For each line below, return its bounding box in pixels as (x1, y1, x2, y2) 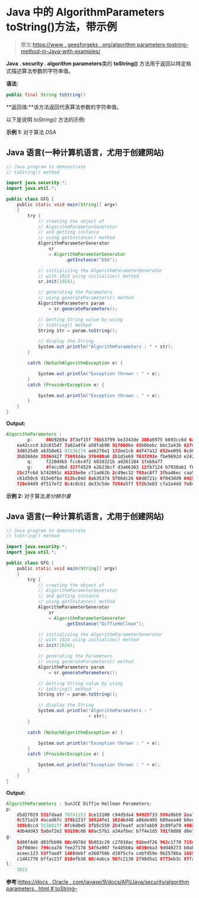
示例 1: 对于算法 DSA (6, 128, 56, 135)
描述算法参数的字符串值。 (11, 67, 74, 74)
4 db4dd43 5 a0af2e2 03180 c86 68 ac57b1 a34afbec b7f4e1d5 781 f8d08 (17, 829, 182, 834)
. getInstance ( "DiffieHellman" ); (64, 621, 145, 627)
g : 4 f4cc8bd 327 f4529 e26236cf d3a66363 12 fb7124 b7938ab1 (27, 464, 187, 471)
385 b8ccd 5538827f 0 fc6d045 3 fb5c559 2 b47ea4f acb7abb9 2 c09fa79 (17, 823, 182, 829)
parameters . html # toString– (6, 885, 78, 892)
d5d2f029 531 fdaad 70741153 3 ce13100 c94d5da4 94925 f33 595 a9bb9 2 (17, 811, 187, 818)
